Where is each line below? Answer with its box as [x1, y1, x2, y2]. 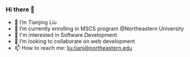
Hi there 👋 [5, 5, 35, 14]
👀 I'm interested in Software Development [14, 31, 117, 39]
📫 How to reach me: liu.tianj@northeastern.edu [14, 45, 132, 52]
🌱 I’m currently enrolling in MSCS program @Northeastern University [14, 25, 184, 32]
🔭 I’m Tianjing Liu [14, 19, 57, 26]
